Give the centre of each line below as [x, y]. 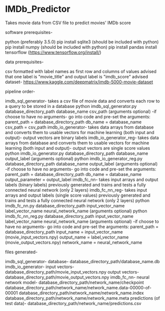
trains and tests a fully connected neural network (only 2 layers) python [77, 200]
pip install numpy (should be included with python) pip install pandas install [81, 47]
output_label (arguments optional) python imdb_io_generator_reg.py [74, 158]
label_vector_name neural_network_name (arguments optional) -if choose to [82, 221]
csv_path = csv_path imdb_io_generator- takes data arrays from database [79, 127]
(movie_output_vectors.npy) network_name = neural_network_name [74, 242]
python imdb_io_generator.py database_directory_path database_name [77, 153]
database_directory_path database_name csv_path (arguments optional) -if [81, 111]
